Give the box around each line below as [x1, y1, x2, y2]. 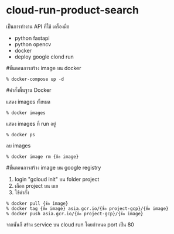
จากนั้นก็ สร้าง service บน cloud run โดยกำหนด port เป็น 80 [6, 221, 135, 228]
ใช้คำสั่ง [14, 188, 29, 196]
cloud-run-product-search [6, 4, 139, 17]
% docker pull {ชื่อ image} [6, 200, 69, 207]
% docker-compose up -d [6, 76, 64, 82]
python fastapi [14, 35, 50, 42]
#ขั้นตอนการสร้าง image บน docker [6, 64, 81, 71]
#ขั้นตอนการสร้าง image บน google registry [6, 164, 101, 171]
